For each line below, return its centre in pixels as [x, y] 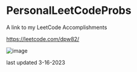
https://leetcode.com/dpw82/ [43, 39]
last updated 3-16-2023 [36, 62]
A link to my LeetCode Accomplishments [57, 27]
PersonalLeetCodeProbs [69, 11]
